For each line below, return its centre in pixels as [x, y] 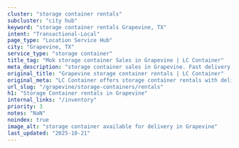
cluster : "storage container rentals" [65, 14]
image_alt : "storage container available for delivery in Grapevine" [113, 126]
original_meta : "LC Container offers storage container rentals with [113, 80]
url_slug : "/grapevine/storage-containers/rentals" [85, 87]
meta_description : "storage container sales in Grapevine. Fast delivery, [121, 67]
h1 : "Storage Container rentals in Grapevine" [78, 93]
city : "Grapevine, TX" [41, 47]
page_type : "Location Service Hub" [60, 41]
